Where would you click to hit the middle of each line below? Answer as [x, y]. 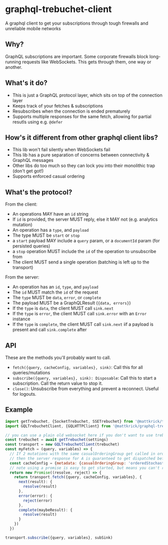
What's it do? [26, 83]
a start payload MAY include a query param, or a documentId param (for [86, 241]
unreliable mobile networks [33, 28]
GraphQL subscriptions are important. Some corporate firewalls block [77, 56]
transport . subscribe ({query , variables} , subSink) [59, 537]
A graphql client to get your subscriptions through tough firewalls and [77, 23]
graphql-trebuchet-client [58, 9]
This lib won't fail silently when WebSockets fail [61, 150]
